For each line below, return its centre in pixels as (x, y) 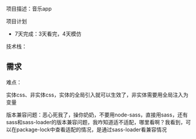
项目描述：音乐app (29, 9)
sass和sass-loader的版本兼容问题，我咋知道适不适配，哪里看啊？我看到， (96, 122)
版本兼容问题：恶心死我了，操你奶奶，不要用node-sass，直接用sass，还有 (97, 115)
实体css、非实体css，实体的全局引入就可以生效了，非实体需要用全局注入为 (97, 95)
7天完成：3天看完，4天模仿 (48, 34)
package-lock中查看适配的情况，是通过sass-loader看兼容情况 (92, 130)
